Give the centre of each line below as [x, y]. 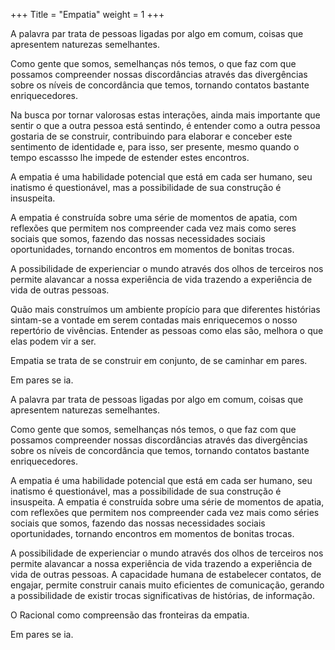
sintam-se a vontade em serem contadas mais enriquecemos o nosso [154, 320]
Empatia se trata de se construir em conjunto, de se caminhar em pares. [159, 360]
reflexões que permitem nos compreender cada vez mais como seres [153, 228]
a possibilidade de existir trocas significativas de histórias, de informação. [162, 595]
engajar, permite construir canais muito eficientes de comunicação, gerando [167, 585]
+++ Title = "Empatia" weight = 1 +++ [87, 14]
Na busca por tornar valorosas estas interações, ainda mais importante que [165, 115]
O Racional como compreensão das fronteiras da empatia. [130, 615]
